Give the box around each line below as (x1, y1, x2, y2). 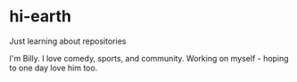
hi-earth (9, 6, 72, 27)
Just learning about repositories (9, 36, 127, 46)
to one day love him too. (9, 62, 98, 73)
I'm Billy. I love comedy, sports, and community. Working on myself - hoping (9, 53, 289, 63)
